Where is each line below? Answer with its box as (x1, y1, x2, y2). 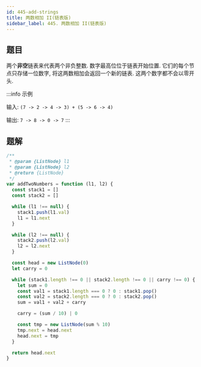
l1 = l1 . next (17, 215, 51, 221)
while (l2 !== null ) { (12, 232, 70, 238)
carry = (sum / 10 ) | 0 (17, 311, 78, 317)
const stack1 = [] (12, 187, 59, 193)
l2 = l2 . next (17, 243, 51, 249)
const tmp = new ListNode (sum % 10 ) (17, 322, 111, 328)
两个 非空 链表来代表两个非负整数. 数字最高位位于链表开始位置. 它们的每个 (6, 62, 189, 69)
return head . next (12, 350, 56, 356)
